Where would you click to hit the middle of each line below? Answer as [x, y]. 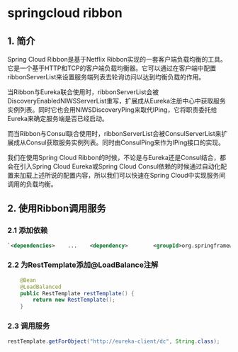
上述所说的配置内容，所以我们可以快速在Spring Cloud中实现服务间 [129, 175]
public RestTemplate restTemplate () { [77, 293]
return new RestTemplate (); [74, 300]
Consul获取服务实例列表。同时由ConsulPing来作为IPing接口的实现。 [125, 142]
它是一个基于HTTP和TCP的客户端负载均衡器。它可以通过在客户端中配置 [112, 68]
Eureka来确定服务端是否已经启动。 [58, 119]
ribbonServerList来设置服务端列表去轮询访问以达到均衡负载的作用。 [106, 77]
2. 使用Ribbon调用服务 [57, 209]
